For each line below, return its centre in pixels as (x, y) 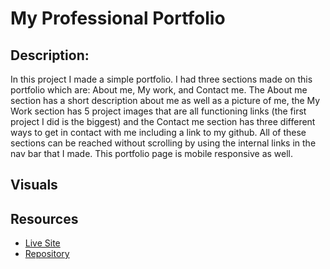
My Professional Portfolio (118, 18)
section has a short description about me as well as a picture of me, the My (165, 100)
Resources (44, 218)
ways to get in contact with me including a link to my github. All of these (158, 132)
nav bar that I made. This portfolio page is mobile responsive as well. (152, 153)
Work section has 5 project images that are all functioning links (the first (158, 111)
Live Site (42, 243)
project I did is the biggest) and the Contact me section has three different (163, 121)
